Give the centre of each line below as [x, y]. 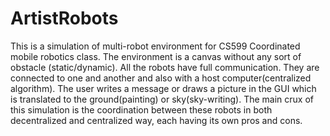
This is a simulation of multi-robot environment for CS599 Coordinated [155, 46]
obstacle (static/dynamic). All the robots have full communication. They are [165, 67]
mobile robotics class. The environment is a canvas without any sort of [156, 56]
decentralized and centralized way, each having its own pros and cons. [156, 120]
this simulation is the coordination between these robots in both [141, 109]
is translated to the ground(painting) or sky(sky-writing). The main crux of [162, 99]
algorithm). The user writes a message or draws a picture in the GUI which [163, 88]
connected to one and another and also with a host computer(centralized [161, 78]
